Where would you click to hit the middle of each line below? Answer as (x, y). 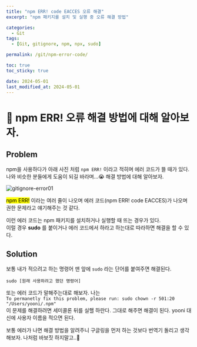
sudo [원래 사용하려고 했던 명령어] (44, 281)
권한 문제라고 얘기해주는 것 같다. (43, 208)
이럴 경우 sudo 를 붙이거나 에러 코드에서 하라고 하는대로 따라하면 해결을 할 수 (95, 228)
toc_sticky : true (27, 71)
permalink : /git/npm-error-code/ (47, 55)
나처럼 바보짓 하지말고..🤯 (52, 338)
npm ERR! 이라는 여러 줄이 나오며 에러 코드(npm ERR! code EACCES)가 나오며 (97, 201)
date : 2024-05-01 (27, 81)
